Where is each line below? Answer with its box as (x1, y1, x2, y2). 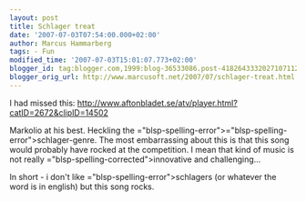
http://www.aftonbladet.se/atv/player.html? (76, 97, 239, 108)
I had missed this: (9, 97, 76, 108)
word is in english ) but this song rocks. (9, 181, 155, 192)
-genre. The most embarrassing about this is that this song (68, 134, 290, 146)
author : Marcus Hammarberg (9, 38, 112, 48)
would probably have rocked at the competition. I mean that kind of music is (9, 144, 294, 155)
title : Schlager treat (9, 22, 96, 31)
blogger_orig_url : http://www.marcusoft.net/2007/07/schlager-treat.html (9, 73, 296, 82)
